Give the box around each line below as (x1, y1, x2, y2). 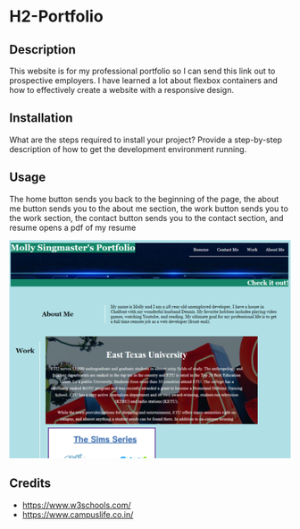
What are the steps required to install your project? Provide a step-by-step (9, 134, 283, 145)
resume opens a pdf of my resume (9, 222, 137, 233)
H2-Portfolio (9, 6, 104, 27)
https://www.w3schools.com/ (21, 499, 131, 510)
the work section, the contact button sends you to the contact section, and (9, 212, 284, 223)
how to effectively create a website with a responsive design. (9, 85, 235, 95)
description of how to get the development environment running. (9, 143, 247, 154)
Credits (9, 476, 52, 491)
